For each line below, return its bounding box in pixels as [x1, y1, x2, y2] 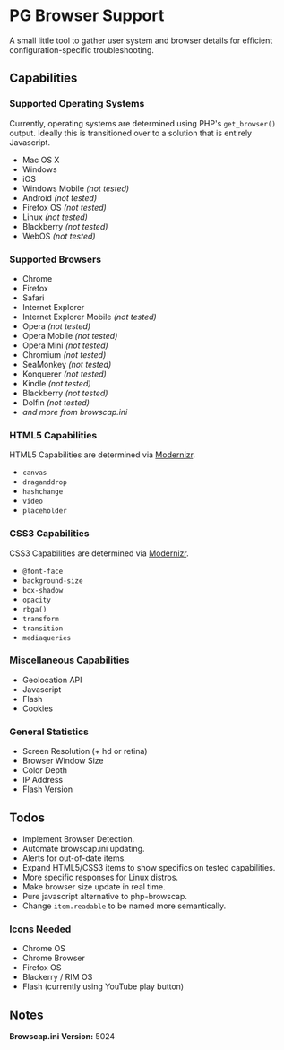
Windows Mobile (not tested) [22, 183, 130, 194]
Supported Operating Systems [9, 98, 145, 110]
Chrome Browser [22, 952, 85, 964]
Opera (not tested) [22, 320, 91, 332]
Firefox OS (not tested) [22, 202, 108, 213]
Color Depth [22, 765, 68, 776]
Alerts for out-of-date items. [22, 853, 127, 863]
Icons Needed [9, 923, 72, 935]
